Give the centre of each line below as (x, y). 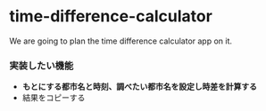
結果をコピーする (54, 98)
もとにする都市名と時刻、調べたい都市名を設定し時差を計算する (139, 87)
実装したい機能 (42, 66)
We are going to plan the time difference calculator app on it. (121, 41)
